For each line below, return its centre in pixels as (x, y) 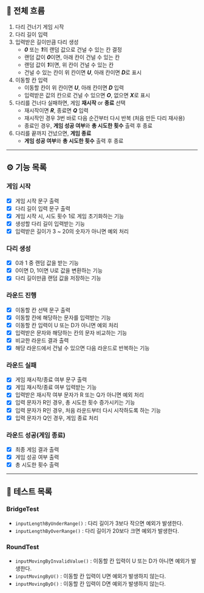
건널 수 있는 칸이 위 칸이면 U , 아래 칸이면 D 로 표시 (83, 72)
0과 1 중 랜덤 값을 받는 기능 (47, 263)
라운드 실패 (22, 365)
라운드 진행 (22, 296)
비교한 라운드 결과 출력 (42, 340)
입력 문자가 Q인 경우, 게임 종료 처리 (57, 418)
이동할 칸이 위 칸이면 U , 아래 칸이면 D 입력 (74, 88)
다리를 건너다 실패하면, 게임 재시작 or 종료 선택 (70, 103)
